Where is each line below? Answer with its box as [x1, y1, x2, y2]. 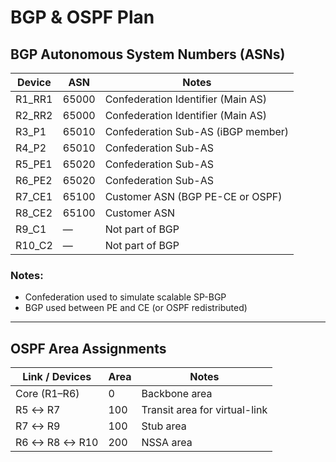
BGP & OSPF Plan [10, 6, 155, 29]
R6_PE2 [15, 174, 53, 187]
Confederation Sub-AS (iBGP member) [104, 125, 290, 138]
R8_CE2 [15, 206, 53, 220]
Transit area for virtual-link [141, 403, 268, 417]
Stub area [141, 419, 187, 433]
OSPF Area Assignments [10, 340, 167, 357]
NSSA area [141, 436, 193, 450]
